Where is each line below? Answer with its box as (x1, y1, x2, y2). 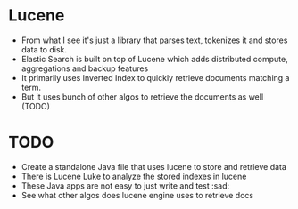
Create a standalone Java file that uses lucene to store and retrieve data (21, 161, 287, 172)
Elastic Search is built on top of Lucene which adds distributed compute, (21, 53, 288, 64)
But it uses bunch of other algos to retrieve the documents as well (21, 91, 264, 102)
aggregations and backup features (21, 63, 149, 74)
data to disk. (21, 44, 68, 54)
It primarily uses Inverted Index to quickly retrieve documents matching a (21, 72, 290, 83)
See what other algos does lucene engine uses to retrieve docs (21, 189, 254, 200)
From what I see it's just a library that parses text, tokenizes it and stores (21, 35, 288, 45)
